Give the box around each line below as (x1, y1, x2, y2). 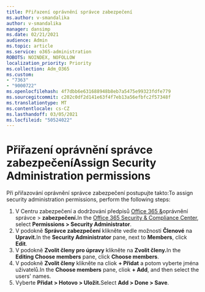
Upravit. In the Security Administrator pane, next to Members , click (15, 233, 187, 241)
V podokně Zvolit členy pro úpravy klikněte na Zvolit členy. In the (15, 247, 181, 254)
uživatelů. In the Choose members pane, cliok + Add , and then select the (15, 266, 199, 274)
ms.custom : (6, 71, 34, 78)
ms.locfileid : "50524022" (6, 117, 72, 123)
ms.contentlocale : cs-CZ (6, 105, 70, 112)
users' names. (15, 272, 51, 280)
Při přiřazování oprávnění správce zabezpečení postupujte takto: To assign (6, 189, 193, 197)
